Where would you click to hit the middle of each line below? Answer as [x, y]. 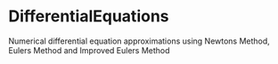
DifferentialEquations [89, 16]
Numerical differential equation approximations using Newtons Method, [139, 41]
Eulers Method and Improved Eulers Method [89, 50]
